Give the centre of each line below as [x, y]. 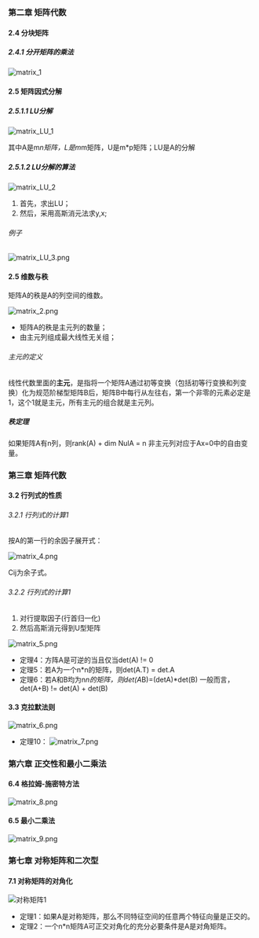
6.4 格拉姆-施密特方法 [44, 784]
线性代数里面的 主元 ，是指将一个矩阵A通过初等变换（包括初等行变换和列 [124, 382]
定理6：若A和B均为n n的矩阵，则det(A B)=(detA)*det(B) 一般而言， [127, 679]
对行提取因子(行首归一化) [60, 618]
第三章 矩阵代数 [37, 475]
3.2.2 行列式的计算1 [40, 592]
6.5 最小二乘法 [32, 821]
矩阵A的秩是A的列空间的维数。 [58, 296]
